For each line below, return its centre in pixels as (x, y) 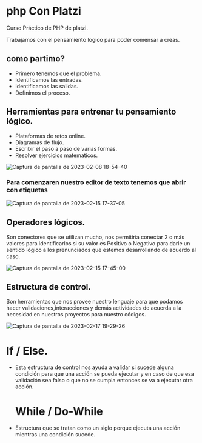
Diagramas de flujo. (39, 142)
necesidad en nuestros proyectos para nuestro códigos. (76, 315)
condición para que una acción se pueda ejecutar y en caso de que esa (104, 374)
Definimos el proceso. (42, 93)
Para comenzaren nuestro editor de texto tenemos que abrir (96, 182)
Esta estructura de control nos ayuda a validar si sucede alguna (94, 367)
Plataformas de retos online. (50, 136)
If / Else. (27, 351)
